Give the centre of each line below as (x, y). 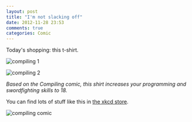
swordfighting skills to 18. (37, 90)
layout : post (22, 11)
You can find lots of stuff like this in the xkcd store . (68, 102)
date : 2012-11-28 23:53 (35, 22)
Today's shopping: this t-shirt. (42, 50)
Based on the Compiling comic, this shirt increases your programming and (96, 84)
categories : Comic (28, 33)
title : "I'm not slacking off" (44, 17)
